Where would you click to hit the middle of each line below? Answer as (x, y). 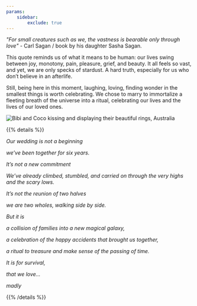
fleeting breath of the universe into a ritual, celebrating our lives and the (93, 100)
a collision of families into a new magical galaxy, (66, 228)
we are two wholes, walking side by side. (56, 205)
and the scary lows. (30, 182)
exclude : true (45, 23)
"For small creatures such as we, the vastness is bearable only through (93, 40)
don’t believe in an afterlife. (39, 76)
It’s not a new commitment (38, 165)
